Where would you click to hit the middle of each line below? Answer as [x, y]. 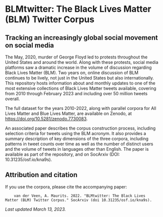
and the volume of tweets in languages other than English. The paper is [77, 149]
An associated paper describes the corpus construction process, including [80, 128]
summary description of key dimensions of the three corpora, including [77, 139]
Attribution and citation [41, 175]
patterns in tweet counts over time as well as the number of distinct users [79, 144]
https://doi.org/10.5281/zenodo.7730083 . [47, 119]
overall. [12, 99]
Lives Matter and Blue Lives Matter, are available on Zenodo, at [69, 113]
